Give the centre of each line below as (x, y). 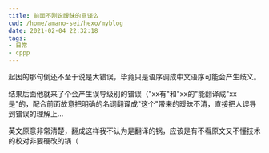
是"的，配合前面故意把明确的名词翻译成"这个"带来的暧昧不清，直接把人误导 (132, 104)
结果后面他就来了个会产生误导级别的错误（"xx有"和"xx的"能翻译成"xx (123, 94)
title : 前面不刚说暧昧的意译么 (54, 16)
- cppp (19, 53)
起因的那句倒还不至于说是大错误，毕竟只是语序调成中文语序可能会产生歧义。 (134, 76)
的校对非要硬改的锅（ (43, 141)
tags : (17, 38)
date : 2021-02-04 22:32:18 (53, 30)
